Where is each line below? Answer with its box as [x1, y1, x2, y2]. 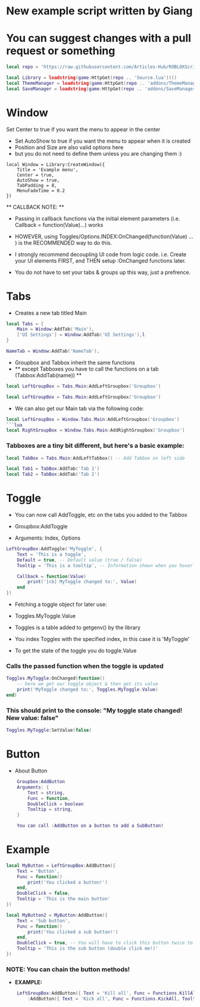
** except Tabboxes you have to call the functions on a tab [14, 365, 159, 372]
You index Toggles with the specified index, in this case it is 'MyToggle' [14, 636, 190, 643]
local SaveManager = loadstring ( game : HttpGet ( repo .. [6, 85, 143, 92]
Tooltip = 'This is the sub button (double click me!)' [17, 946, 159, 951]
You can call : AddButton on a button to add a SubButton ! [17, 823, 164, 829]
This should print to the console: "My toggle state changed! [6, 706, 183, 715]
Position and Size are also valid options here [14, 143, 124, 150]
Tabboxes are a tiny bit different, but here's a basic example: [6, 442, 185, 450]
